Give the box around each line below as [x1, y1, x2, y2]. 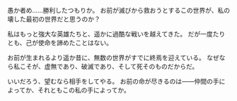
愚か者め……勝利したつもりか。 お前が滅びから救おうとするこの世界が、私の [7, 6, 231, 14]
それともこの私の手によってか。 [37, 86, 131, 94]
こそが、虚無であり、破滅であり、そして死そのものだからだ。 [19, 62, 199, 70]
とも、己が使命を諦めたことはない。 [7, 39, 113, 47]
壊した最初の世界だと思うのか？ [7, 15, 100, 23]
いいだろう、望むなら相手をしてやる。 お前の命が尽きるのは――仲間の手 [7, 77, 219, 86]
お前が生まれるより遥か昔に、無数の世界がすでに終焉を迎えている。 [7, 53, 205, 62]
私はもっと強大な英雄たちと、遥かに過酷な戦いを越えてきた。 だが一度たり [7, 30, 226, 38]
